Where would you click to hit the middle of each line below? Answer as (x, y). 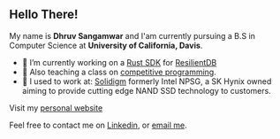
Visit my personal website (56, 108)
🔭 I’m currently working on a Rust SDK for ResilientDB (119, 62)
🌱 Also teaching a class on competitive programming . (119, 72)
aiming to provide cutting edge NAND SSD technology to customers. (146, 90)
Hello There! (44, 15)
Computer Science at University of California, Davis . (106, 45)
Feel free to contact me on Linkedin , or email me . (98, 125)
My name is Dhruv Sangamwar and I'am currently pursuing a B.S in (132, 35)
